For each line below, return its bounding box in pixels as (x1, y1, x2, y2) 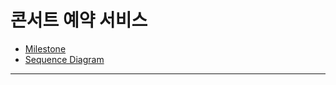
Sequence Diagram (24, 53, 105, 65)
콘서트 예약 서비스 (10, 9, 148, 32)
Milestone (24, 42, 67, 55)
